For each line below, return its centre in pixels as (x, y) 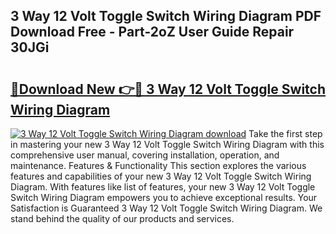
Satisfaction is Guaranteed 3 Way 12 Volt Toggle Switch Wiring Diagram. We (166, 208)
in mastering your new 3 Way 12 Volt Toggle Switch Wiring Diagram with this (167, 144)
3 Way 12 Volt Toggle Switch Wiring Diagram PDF (166, 16)
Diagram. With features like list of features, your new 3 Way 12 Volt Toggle (163, 187)
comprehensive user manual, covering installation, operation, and (145, 155)
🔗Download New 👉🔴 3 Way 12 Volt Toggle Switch (168, 89)
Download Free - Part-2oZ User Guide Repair (152, 32)
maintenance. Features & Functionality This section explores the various (158, 165)
